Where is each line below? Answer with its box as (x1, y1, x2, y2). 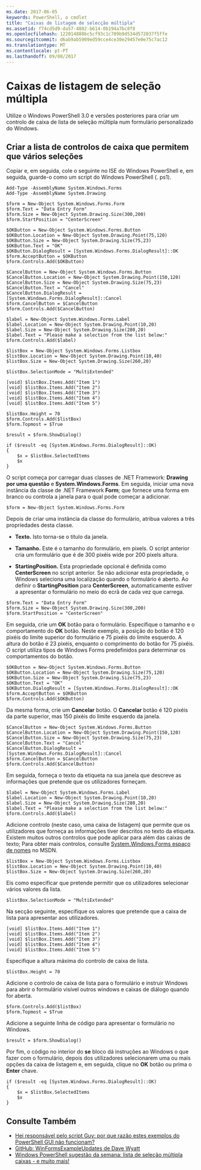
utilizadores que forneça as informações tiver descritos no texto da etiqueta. (6, 827, 196, 835)
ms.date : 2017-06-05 (6, 8, 58, 15)
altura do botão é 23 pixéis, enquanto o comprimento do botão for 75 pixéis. (6, 640, 194, 647)
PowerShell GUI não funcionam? (14, 1138, 95, 1146)
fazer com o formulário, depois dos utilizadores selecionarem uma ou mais (6, 1054, 191, 1062)
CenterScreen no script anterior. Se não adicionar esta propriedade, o (14, 569, 189, 577)
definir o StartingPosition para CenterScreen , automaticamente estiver (14, 582, 193, 589)
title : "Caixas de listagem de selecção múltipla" (6, 20, 136, 26)
